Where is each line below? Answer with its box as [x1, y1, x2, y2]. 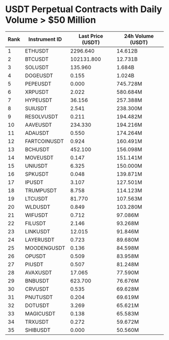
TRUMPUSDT [25, 187, 57, 194]
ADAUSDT [25, 129, 49, 136]
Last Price [78, 32, 104, 39]
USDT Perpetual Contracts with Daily [5, 4, 162, 15]
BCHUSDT [25, 145, 50, 153]
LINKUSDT [25, 228, 50, 235]
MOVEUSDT [25, 154, 54, 161]
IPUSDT [25, 178, 44, 185]
